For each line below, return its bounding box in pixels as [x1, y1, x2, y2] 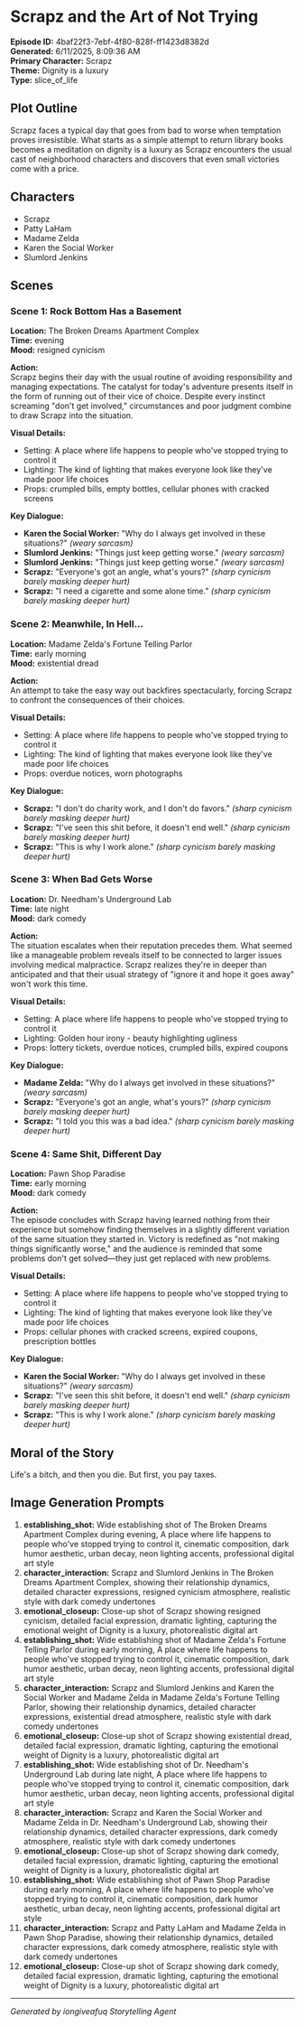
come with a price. [10, 163, 79, 173]
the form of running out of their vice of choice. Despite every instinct [10, 391, 265, 402]
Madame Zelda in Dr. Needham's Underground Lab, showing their [23, 1816, 269, 1827]
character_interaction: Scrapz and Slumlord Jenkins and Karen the [23, 1682, 274, 1693]
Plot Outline [10, 101, 78, 117]
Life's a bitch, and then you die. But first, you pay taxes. [10, 1469, 217, 1480]
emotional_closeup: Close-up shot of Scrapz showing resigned [23, 1605, 261, 1616]
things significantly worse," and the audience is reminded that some [10, 1244, 263, 1255]
